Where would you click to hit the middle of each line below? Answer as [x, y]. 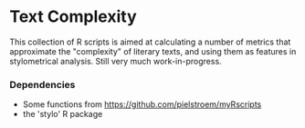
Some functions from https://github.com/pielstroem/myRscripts [142, 104]
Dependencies [42, 84]
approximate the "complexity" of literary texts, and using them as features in [153, 51]
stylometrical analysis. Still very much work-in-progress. [116, 61]
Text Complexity [73, 17]
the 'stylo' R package [63, 114]
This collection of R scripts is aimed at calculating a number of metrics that [150, 42]
